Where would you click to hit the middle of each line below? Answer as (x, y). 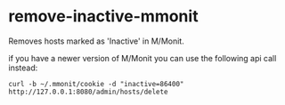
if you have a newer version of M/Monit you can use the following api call (142, 58)
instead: (23, 68)
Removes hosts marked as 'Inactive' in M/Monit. (96, 41)
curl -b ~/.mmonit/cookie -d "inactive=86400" (96, 84)
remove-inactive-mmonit (103, 16)
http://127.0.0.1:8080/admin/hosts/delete (88, 92)
